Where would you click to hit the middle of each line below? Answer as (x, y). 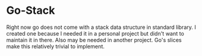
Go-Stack (31, 11)
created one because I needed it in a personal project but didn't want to (95, 33)
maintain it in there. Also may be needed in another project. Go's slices (94, 40)
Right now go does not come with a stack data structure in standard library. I (101, 27)
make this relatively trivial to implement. (55, 46)
